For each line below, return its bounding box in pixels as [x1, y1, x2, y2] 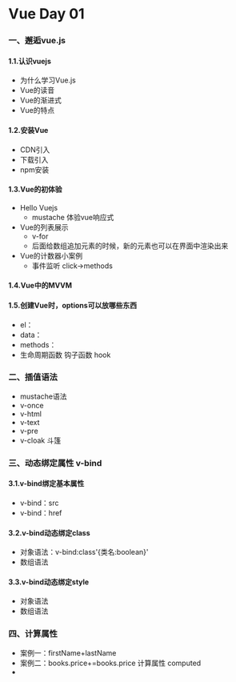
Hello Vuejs [19, 203, 58, 212]
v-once [19, 400, 44, 410]
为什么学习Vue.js [19, 75, 76, 85]
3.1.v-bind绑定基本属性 [8, 479, 85, 488]
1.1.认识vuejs [8, 56, 52, 66]
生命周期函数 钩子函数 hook [19, 350, 111, 359]
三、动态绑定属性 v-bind [8, 457, 102, 468]
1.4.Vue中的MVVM [8, 281, 73, 291]
